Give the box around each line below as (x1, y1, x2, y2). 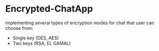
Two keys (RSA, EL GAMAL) (12, 40, 71, 46)
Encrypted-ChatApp (5, 3, 93, 15)
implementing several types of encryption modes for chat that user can (5, 20, 154, 26)
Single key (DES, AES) (12, 35, 59, 41)
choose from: (5, 25, 34, 31)
